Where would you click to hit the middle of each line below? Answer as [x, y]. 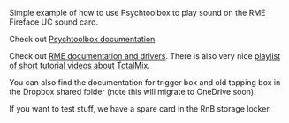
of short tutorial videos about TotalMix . [80, 65]
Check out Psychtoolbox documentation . [83, 39]
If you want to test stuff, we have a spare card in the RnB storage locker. [140, 109]
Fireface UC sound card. [54, 22]
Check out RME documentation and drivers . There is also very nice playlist [145, 56]
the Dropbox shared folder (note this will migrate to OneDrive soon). [133, 92]
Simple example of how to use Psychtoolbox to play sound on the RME [137, 13]
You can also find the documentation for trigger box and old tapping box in [145, 82]
